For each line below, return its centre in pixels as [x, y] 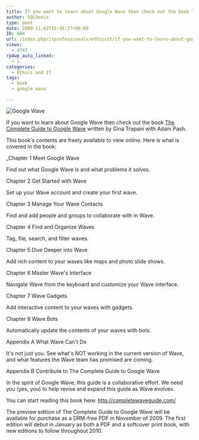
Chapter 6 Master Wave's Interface [49, 273]
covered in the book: [31, 146]
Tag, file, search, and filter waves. [47, 238]
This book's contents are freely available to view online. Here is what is [93, 140]
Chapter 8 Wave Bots [32, 318]
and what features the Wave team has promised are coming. [80, 359]
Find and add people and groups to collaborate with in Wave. [81, 215]
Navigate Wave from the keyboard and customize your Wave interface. [92, 284]
